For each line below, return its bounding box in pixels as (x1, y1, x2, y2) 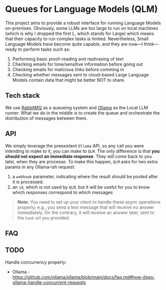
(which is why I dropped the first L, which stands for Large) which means (5, 30, 155, 36)
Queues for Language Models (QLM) (5, 3, 158, 15)
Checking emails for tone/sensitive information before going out (12, 61, 143, 67)
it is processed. (12, 179, 44, 185)
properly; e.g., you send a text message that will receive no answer (17, 204, 155, 210)
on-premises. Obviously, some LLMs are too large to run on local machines (5, 25, 159, 31)
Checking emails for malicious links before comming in (12, 66, 124, 72)
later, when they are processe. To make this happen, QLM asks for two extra (5, 158, 158, 164)
